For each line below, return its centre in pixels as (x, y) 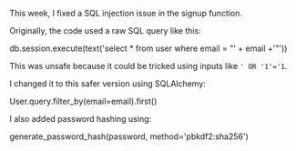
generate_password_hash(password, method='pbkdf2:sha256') (129, 136)
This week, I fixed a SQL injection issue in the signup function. (126, 13)
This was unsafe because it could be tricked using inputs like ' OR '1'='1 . (148, 66)
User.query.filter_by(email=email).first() (83, 101)
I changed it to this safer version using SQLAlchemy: (108, 84)
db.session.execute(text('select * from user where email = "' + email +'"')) (148, 48)
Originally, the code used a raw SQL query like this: (106, 30)
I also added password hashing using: (81, 119)
